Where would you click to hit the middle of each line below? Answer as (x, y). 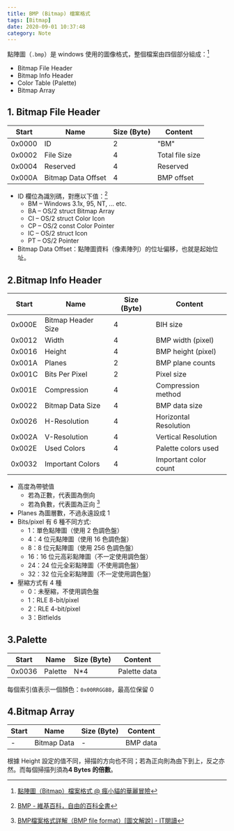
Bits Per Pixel (66, 374)
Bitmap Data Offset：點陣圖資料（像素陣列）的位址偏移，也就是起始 (115, 249)
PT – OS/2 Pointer (53, 241)
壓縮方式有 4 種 (39, 582)
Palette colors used (187, 448)
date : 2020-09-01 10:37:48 (46, 26)
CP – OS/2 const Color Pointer (71, 226)
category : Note (29, 33)
